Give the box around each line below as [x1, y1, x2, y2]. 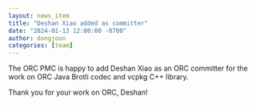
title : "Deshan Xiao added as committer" [8, 19, 149, 27]
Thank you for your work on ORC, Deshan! [8, 87, 148, 97]
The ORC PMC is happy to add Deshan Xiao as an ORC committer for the [8, 63, 248, 73]
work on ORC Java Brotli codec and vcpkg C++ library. [8, 72, 190, 82]
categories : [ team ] [8, 42, 74, 50]
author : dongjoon [8, 34, 66, 42]
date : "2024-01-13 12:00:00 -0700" [8, 26, 127, 34]
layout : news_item [8, 11, 70, 20]
